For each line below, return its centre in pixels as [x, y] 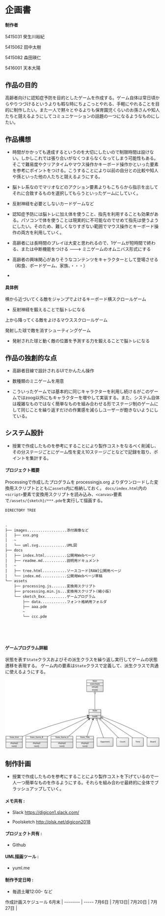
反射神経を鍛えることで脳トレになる [49, 309]
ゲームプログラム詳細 [27, 648]
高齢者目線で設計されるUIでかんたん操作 [53, 371]
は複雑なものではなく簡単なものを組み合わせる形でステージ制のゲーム [83, 404]
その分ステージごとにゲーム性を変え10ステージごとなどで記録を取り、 [83, 452]
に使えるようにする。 [27, 672]
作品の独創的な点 [31, 358]
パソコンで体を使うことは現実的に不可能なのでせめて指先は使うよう [90, 220]
